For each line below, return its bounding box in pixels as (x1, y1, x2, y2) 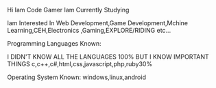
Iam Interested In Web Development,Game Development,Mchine (7, 19, 189, 27)
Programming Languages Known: (7, 40, 101, 47)
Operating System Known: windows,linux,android (7, 73, 146, 81)
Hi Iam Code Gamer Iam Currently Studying (7, 6, 130, 14)
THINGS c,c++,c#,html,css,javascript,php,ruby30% (7, 60, 153, 68)
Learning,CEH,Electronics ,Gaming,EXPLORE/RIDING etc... (7, 27, 171, 34)
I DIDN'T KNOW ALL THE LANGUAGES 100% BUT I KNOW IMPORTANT (7, 53, 209, 61)
